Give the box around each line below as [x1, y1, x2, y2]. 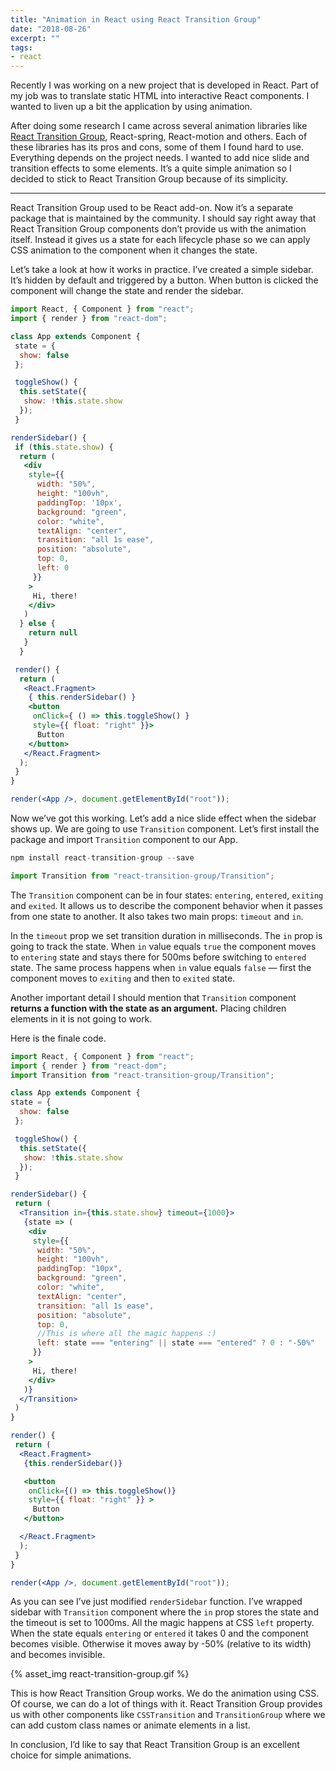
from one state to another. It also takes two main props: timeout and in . [10, 910, 304, 922]
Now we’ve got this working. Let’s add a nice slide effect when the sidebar [10, 812, 317, 824]
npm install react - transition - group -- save [10, 853, 195, 863]
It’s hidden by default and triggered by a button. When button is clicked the [10, 274, 319, 286]
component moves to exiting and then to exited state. [10, 972, 236, 984]
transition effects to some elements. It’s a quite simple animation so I [10, 162, 292, 175]
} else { [19, 619, 56, 629]
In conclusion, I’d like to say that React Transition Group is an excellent [10, 1739, 300, 1751]
